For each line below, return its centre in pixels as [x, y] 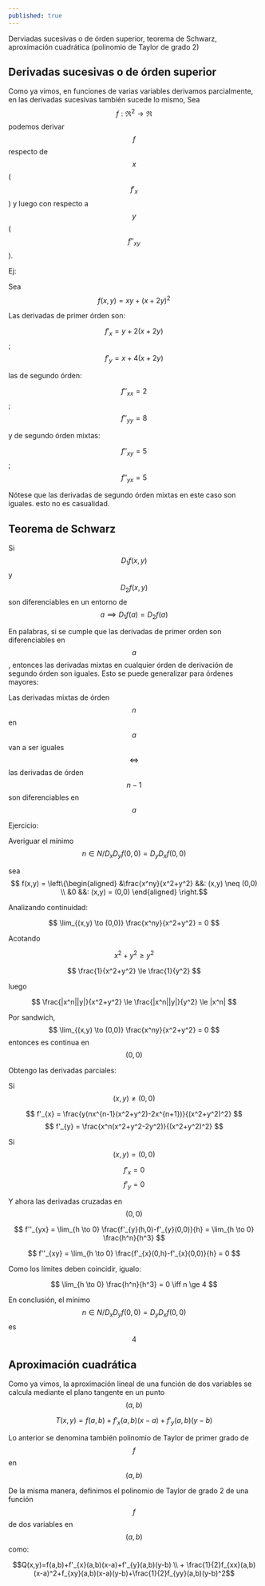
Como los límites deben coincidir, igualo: [75, 1269]
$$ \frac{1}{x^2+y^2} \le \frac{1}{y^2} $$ [134, 971]
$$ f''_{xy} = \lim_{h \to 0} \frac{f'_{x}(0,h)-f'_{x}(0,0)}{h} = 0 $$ [134, 1253]
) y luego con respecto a [49, 203]
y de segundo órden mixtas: [54, 435]
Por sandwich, [32, 1017]
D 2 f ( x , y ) [134, 588]
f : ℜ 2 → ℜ [134, 113]
